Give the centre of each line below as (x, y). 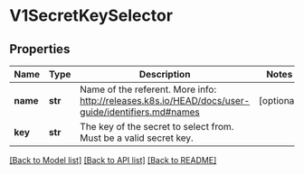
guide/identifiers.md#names (140, 112)
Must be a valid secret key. (137, 138)
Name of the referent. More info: (148, 89)
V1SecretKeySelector (91, 16)
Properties (40, 49)
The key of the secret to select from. (157, 127)
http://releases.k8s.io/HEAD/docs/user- (165, 101)
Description (165, 74)
